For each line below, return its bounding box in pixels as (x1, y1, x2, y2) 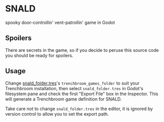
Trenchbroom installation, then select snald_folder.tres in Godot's (5, 85, 143, 91)
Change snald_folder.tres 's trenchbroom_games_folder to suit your (5, 80, 140, 86)
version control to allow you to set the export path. (5, 111, 109, 117)
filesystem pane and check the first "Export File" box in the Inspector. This (5, 91, 158, 97)
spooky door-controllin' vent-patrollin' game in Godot (5, 19, 115, 25)
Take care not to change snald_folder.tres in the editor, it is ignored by (5, 106, 153, 112)
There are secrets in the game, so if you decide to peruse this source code (5, 47, 159, 53)
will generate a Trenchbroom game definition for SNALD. (5, 96, 122, 102)
